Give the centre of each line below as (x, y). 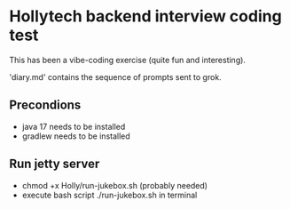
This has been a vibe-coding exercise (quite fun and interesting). (128, 60)
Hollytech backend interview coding (145, 16)
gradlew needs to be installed (76, 136)
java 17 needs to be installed (74, 126)
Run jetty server (55, 164)
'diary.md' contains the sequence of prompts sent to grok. (115, 76)
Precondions (45, 105)
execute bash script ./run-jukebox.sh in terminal (110, 195)
